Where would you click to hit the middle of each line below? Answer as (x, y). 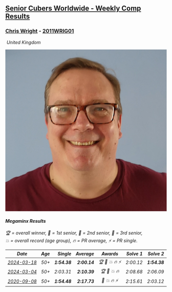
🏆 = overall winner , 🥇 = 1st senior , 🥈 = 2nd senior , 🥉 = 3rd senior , (74, 232)
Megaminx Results (26, 221)
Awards (110, 254)
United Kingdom (24, 42)
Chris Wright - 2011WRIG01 (40, 31)
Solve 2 (156, 254)
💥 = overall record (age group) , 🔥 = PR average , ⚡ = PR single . (71, 240)
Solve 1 (134, 254)
